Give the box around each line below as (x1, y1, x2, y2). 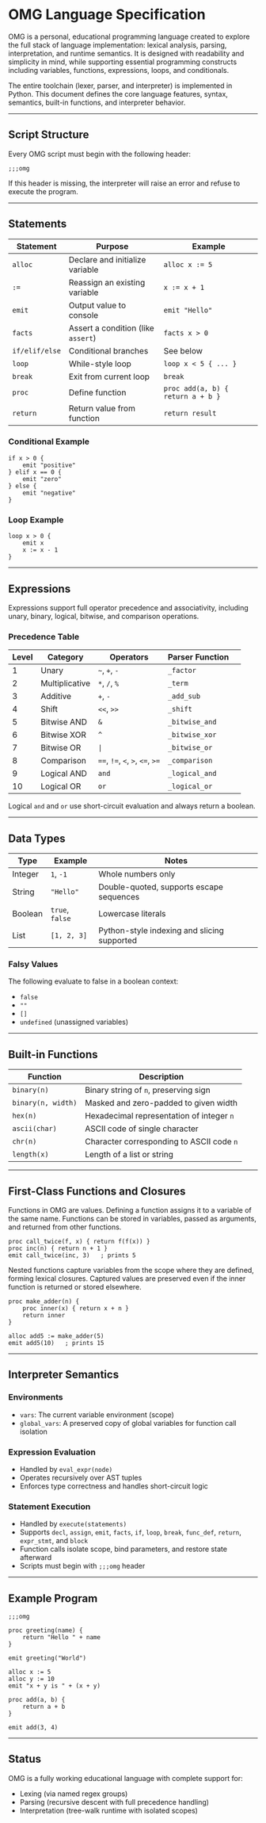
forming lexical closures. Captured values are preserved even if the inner (8, 1274, 246, 1283)
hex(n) (12, 1111, 37, 1121)
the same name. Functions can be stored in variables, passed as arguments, (8, 1214, 257, 1223)
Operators (109, 652, 149, 663)
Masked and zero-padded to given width (84, 1098, 237, 1109)
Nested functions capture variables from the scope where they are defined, (8, 1266, 255, 1275)
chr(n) (12, 1137, 37, 1146)
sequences (98, 892, 140, 903)
